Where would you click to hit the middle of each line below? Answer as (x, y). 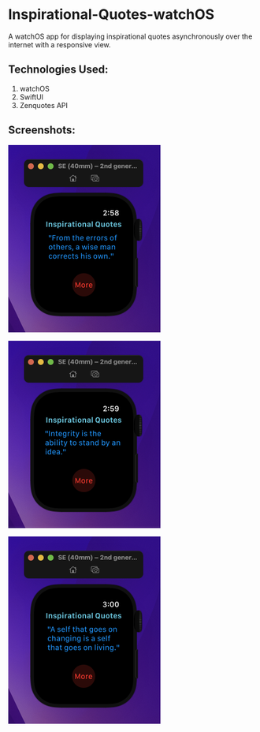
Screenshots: (42, 131)
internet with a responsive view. (60, 44)
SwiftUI (32, 97)
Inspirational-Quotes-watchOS (111, 15)
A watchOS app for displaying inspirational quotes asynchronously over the (130, 36)
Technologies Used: (58, 70)
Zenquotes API (44, 105)
